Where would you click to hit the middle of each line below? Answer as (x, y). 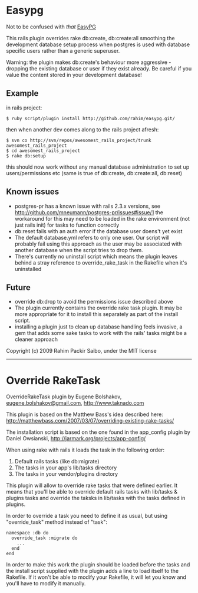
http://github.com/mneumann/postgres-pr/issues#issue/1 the (89, 212)
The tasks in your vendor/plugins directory (66, 474)
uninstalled (28, 269)
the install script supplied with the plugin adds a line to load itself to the (92, 571)
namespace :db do (27, 533)
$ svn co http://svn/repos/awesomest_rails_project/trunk (79, 140)
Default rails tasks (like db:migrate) (57, 462)
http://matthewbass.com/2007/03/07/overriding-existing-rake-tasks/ (90, 421)
